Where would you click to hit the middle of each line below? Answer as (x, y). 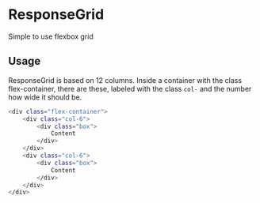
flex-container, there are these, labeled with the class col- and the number (130, 88)
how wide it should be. (45, 97)
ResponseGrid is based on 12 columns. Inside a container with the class (125, 80)
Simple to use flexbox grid (51, 36)
